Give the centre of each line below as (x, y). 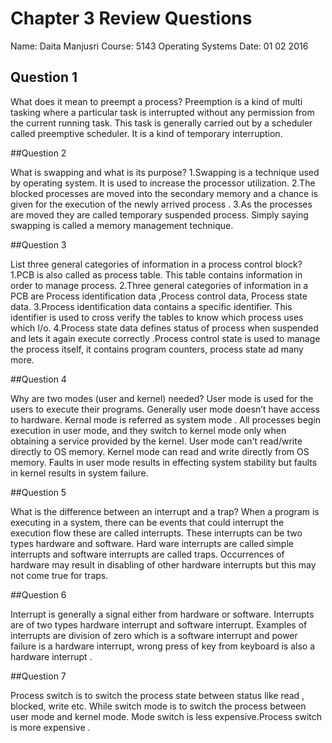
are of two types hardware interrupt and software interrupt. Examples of (159, 624)
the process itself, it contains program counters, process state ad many (157, 349)
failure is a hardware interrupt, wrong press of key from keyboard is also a (162, 646)
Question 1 (44, 77)
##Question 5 (38, 492)
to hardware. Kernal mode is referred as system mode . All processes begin (166, 419)
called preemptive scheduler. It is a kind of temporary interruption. (146, 133)
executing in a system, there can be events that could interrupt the (147, 522)
